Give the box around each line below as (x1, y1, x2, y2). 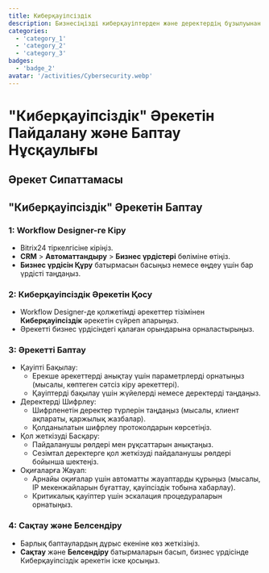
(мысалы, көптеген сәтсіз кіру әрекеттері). (31, 380, 180, 390)
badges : (8, 57, 35, 65)
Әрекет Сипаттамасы (8, 173, 123, 186)
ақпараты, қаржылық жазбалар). (31, 414, 147, 424)
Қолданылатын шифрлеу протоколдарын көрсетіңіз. (31, 423, 212, 433)
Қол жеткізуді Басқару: (19, 431, 101, 441)
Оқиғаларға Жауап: (19, 466, 87, 475)
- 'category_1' (15, 34, 67, 43)
